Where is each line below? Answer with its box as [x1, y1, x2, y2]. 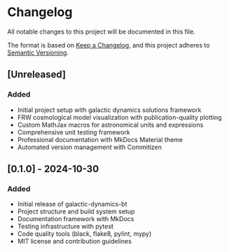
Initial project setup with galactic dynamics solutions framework [17, 106, 202, 114]
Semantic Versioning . [7, 48, 69, 57]
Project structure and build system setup [17, 207, 135, 216]
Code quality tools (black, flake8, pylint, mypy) [17, 230, 152, 238]
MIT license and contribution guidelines [17, 237, 132, 246]
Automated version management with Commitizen [17, 143, 162, 151]
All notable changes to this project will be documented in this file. [7, 27, 196, 36]
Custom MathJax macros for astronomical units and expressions [17, 120, 204, 129]
